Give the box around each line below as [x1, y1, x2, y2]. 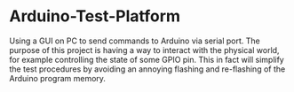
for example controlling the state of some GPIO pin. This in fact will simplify [9, 54, 284, 65]
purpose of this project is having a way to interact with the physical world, [9, 44, 280, 55]
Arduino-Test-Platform [9, 6, 180, 27]
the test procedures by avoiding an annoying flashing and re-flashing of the [9, 64, 286, 74]
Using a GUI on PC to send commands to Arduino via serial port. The [9, 35, 260, 46]
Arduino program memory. [9, 73, 107, 83]
